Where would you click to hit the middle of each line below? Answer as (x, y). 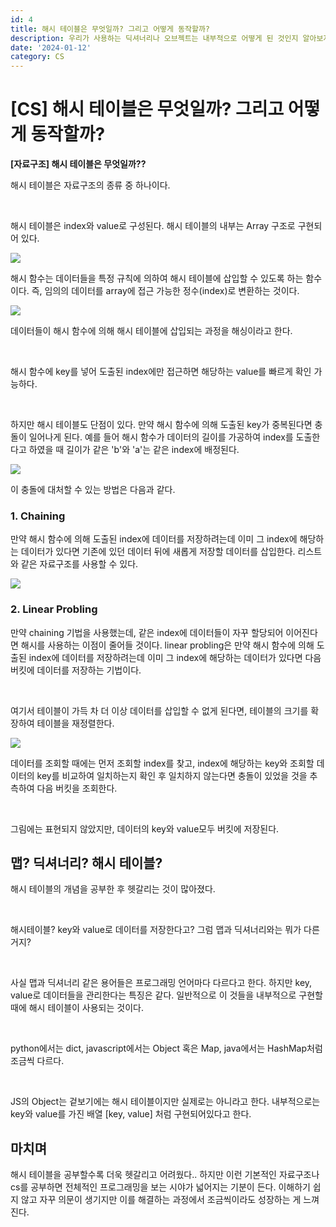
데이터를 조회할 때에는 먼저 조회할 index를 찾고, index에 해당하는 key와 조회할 (162, 763)
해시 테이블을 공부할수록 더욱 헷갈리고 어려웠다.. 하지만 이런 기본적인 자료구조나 (165, 1175)
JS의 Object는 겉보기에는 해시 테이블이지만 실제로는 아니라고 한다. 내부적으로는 (165, 1102)
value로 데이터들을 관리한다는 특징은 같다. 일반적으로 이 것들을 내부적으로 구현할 (167, 995)
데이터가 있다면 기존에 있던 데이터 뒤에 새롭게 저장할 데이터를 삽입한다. (158, 552)
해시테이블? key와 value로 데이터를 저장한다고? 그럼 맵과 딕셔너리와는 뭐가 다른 (165, 930)
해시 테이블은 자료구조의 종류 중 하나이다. (90, 185)
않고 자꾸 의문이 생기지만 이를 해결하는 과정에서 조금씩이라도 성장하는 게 (161, 1200)
